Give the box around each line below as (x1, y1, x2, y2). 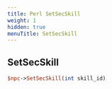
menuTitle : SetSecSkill (7, 30, 78, 37)
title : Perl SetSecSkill (7, 10, 81, 18)
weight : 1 (7, 17, 37, 24)
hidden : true (7, 23, 46, 30)
